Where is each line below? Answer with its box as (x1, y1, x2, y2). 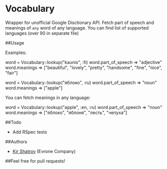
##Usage (5, 39, 25, 45)
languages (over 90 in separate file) (5, 30, 79, 36)
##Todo (5, 119, 22, 125)
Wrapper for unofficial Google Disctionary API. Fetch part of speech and (5, 19, 154, 25)
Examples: (5, 49, 27, 55)
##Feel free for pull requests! (5, 158, 65, 164)
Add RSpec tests (12, 128, 48, 135)
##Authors (5, 138, 28, 144)
